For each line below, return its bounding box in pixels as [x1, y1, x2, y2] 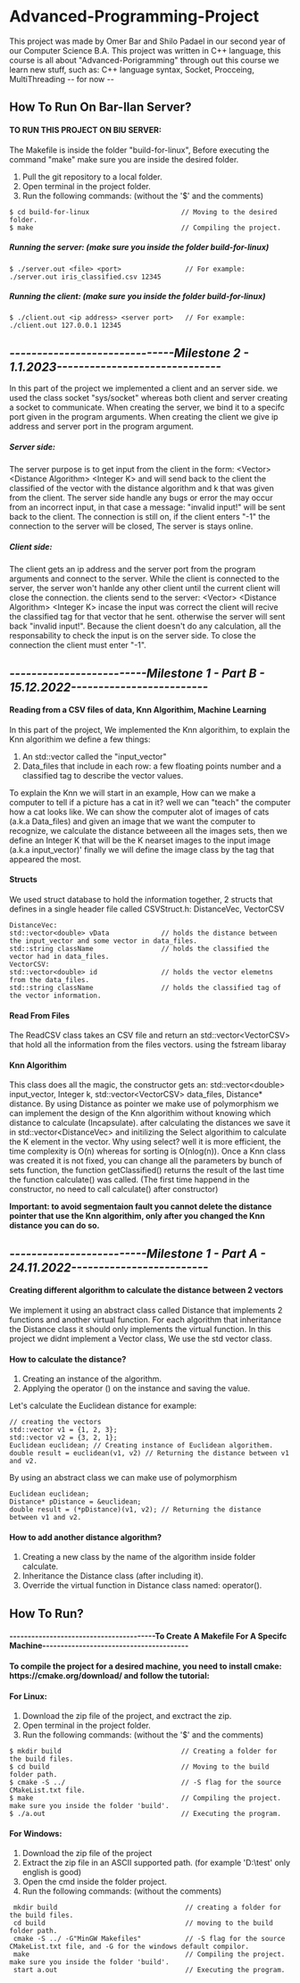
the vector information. [9, 991, 102, 1001]
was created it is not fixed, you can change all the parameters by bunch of [9, 1155, 283, 1166]
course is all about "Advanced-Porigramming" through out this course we [9, 54, 279, 65]
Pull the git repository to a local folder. [21, 171, 162, 182]
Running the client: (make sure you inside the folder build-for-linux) [9, 291, 266, 302]
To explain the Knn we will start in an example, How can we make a [9, 787, 256, 798]
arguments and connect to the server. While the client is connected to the [9, 573, 279, 584]
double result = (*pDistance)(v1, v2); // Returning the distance [9, 1505, 262, 1514]
